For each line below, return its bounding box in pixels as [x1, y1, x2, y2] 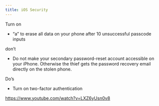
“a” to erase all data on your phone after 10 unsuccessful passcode [12, 30, 151, 36]
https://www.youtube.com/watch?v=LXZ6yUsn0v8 [5, 95, 110, 101]
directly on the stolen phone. [12, 66, 72, 72]
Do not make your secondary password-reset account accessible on [12, 55, 154, 61]
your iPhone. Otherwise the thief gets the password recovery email [12, 60, 151, 66]
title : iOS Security [5, 7, 49, 12]
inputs [12, 36, 26, 42]
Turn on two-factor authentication [12, 85, 83, 91]
